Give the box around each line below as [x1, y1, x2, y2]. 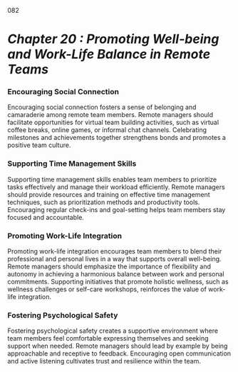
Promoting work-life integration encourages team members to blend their [7, 247, 222, 256]
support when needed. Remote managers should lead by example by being [7, 342, 228, 351]
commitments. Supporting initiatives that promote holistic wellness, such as [7, 278, 229, 286]
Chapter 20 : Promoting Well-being [7, 31, 219, 47]
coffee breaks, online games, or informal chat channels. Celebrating [7, 126, 207, 134]
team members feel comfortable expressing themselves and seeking [7, 334, 209, 343]
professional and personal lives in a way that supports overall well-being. [7, 255, 222, 263]
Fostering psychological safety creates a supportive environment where [7, 326, 219, 335]
